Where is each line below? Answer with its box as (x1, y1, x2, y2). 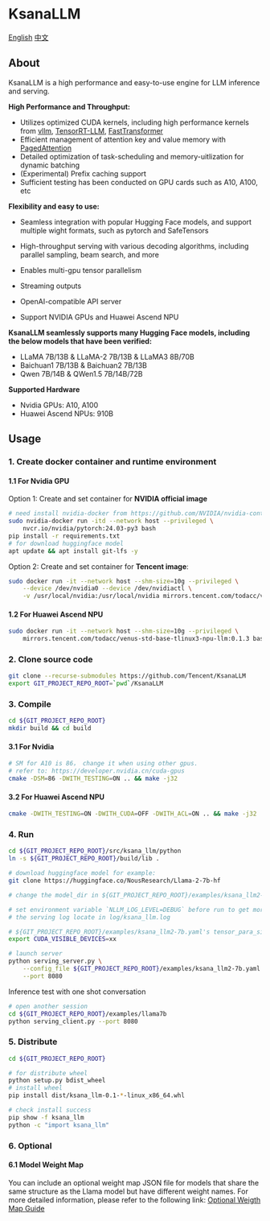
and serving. (8, 86, 50, 96)
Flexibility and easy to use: (8, 201, 100, 211)
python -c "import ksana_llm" (8, 1120, 110, 1129)
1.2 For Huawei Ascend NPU (8, 609, 104, 619)
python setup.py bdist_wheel (8, 1076, 106, 1085)
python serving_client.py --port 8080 (8, 1017, 138, 1025)
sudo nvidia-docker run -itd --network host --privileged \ (8, 517, 215, 526)
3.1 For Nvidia (8, 741, 55, 751)
